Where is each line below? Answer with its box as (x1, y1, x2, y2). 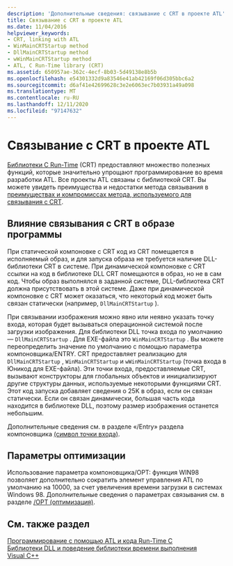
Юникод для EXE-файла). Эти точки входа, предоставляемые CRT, (7, 364, 206, 373)
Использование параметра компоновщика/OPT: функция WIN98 (7, 468, 200, 477)
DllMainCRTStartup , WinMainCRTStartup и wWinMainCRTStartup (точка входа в (7, 357, 227, 365)
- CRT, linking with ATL (7, 36, 79, 43)
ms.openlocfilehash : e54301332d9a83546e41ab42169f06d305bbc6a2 (7, 75, 195, 82)
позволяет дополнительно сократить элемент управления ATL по (7, 475, 204, 484)
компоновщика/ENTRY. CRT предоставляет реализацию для (7, 349, 188, 358)
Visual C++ (7, 551, 40, 560)
